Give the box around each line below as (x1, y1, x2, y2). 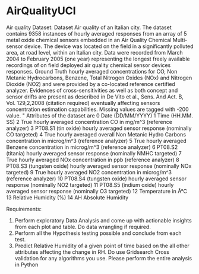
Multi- (172, 36, 188, 43)
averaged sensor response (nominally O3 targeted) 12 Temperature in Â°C (6, 187, 187, 195)
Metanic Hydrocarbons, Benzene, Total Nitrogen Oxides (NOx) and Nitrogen (6, 74, 192, 81)
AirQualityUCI (6, 4, 76, 18)
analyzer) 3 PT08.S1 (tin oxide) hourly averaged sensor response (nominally (6, 125, 192, 132)
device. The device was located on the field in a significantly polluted (24, 43, 194, 50)
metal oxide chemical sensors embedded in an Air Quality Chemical (6, 36, 172, 43)
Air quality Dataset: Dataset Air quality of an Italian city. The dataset (6, 24, 172, 31)
